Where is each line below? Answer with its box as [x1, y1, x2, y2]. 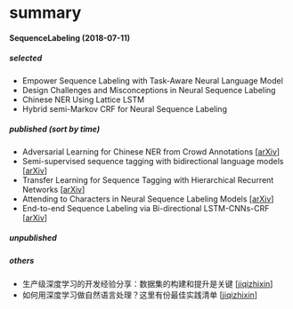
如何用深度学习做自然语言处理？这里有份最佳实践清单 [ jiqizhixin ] [21, 289, 258, 300]
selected [9, 52, 43, 64]
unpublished [9, 233, 58, 243]
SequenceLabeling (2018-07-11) [9, 32, 131, 43]
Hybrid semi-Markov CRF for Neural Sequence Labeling [21, 103, 227, 114]
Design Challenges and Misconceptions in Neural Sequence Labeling [21, 84, 276, 95]
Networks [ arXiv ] [21, 184, 85, 194]
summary [9, 3, 82, 23]
